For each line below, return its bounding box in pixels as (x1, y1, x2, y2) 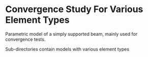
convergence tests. (5, 36, 46, 42)
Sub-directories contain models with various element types (5, 46, 130, 52)
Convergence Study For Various (5, 4, 143, 15)
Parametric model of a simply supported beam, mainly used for (5, 31, 138, 37)
